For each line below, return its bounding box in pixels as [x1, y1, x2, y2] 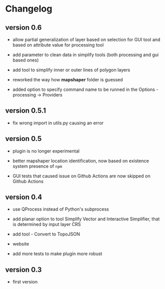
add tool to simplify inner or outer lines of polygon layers [12, 67, 130, 73]
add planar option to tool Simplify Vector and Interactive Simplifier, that [12, 216, 160, 222]
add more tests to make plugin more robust [12, 251, 102, 257]
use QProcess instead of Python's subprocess [12, 206, 109, 212]
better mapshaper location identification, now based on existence [12, 158, 149, 164]
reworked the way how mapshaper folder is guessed [12, 77, 123, 82]
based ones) [12, 57, 39, 63]
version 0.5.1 [5, 107, 46, 115]
